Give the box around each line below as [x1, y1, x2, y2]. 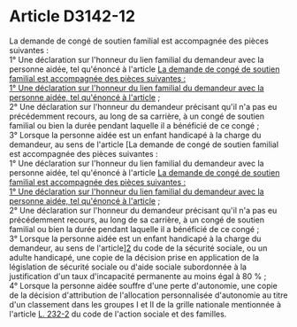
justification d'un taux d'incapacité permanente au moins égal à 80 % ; [9, 270, 267, 281]
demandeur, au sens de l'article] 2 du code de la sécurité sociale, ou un [9, 242, 268, 253]
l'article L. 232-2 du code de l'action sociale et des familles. [9, 308, 227, 319]
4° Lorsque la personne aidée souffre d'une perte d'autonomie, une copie [9, 280, 278, 291]
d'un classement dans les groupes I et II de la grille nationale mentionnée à [9, 299, 281, 309]
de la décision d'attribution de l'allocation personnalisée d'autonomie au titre [9, 290, 288, 300]
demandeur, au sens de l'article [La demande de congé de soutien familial [9, 139, 279, 150]
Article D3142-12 [9, 6, 135, 27]
